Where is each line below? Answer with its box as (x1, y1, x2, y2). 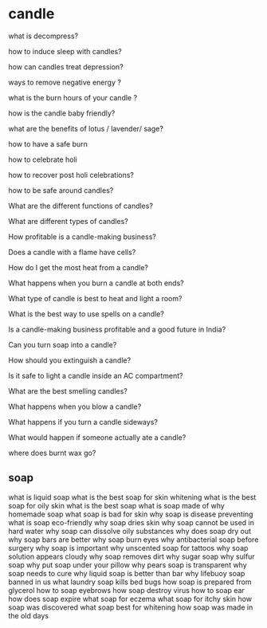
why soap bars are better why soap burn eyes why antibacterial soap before (8, 535, 259, 544)
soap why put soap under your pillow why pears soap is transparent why (8, 559, 247, 570)
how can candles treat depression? (8, 61, 124, 72)
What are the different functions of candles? (8, 201, 154, 210)
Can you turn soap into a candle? (8, 340, 117, 349)
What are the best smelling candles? (8, 386, 128, 395)
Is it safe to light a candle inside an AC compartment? (8, 371, 183, 380)
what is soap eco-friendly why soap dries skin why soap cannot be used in (8, 517, 255, 527)
